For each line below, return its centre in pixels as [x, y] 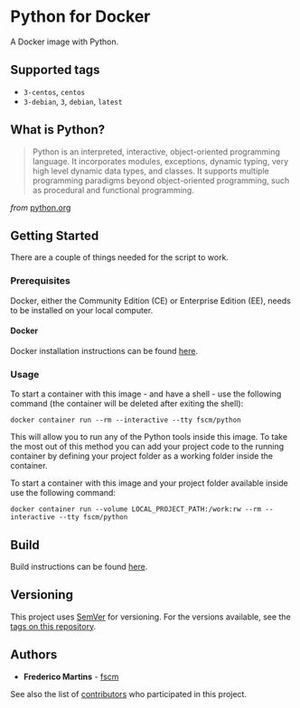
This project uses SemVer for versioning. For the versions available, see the [151, 617]
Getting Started [55, 235]
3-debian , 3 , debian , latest [73, 101]
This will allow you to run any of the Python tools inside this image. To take [149, 437]
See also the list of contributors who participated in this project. [129, 694]
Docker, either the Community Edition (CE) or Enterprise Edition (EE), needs [151, 301]
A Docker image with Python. [65, 42]
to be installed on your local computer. [82, 310]
